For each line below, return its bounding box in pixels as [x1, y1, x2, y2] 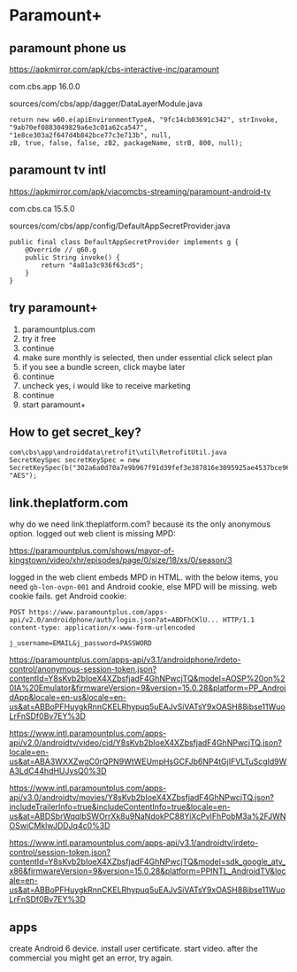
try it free [21, 333, 57, 343]
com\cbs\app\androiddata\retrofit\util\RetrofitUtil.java [9, 448, 227, 457]
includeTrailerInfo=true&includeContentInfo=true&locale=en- [9, 802, 232, 813]
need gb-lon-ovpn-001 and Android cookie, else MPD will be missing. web [9, 582, 278, 592]
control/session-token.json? [9, 847, 111, 858]
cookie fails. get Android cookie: [9, 590, 127, 602]
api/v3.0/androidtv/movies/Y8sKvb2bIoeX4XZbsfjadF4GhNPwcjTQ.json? [9, 792, 274, 803]
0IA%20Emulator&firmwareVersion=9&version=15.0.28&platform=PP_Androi [9, 683, 286, 693]
